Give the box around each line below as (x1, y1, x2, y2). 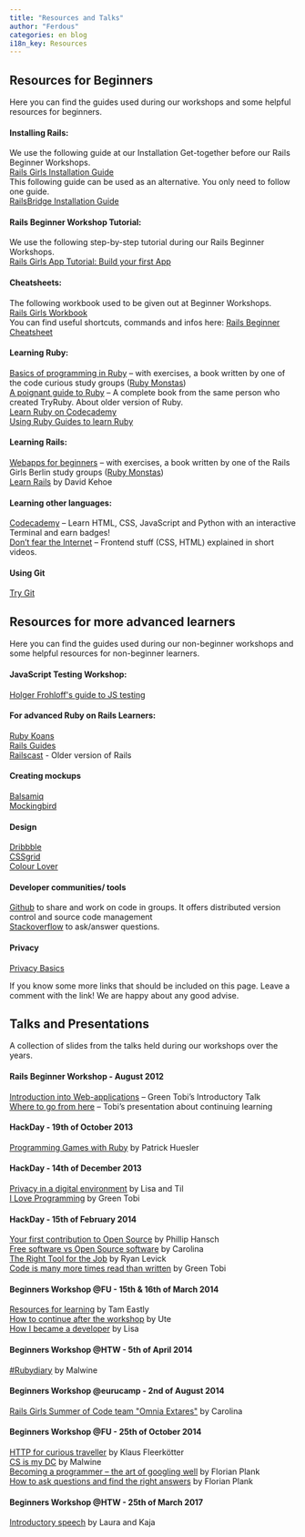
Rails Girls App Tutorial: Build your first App (9, 256, 171, 267)
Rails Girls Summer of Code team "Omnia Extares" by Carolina (9, 1405, 243, 1417)
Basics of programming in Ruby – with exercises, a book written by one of (9, 367, 286, 378)
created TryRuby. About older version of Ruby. (9, 396, 184, 407)
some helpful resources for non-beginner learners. (9, 648, 200, 659)
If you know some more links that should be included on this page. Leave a (9, 980, 290, 991)
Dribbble (9, 842, 43, 853)
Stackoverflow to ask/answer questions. (9, 921, 160, 932)
